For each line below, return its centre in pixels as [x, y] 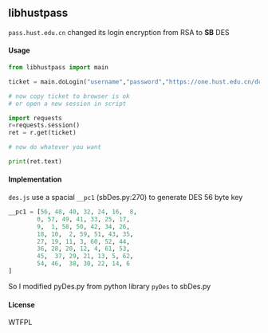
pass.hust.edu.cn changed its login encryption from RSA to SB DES [119, 32]
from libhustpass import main [59, 68]
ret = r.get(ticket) [43, 133]
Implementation [35, 179]
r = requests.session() [44, 125]
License [22, 304]
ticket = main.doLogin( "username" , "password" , [87, 82]
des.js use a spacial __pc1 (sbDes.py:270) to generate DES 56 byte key [126, 198]
